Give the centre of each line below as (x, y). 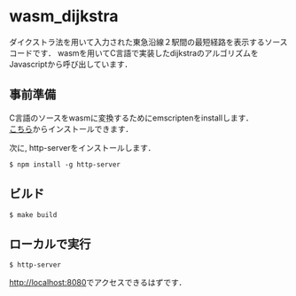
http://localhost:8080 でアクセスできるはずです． (98, 283)
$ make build (33, 214)
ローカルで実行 (50, 244)
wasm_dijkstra (64, 16)
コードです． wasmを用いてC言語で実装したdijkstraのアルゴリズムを (134, 53)
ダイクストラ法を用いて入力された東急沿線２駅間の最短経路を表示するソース (148, 42)
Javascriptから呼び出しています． (71, 64)
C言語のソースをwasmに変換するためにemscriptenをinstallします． (132, 118)
